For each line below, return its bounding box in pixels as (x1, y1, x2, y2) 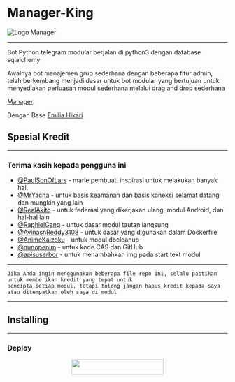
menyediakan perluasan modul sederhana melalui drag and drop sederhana (7, 84, 225, 92)
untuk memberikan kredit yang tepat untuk (7, 277, 133, 284)
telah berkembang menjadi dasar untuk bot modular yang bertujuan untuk (7, 76, 220, 85)
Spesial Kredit (7, 131, 70, 143)
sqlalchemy (7, 55, 41, 64)
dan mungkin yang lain (17, 198, 83, 207)
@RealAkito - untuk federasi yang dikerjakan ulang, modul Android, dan (17, 206, 224, 214)
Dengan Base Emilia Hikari (7, 110, 83, 119)
